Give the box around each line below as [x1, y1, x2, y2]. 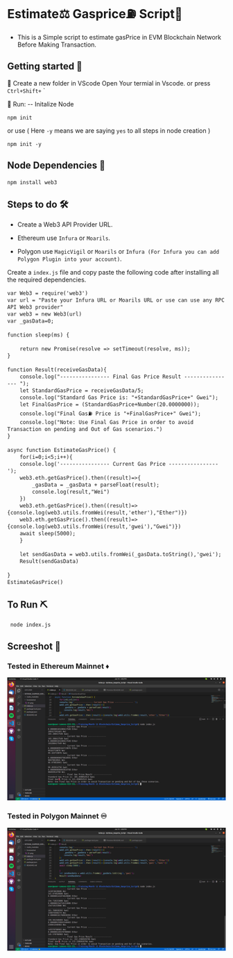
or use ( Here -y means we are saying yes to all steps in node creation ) [7, 126, 211, 135]
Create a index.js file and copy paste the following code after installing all [7, 268, 220, 277]
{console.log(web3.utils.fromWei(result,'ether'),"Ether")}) [7, 510, 188, 517]
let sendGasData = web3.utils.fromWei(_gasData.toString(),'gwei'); [19, 551, 222, 558]
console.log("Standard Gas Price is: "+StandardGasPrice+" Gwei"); [19, 394, 218, 401]
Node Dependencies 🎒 [7, 160, 105, 172]
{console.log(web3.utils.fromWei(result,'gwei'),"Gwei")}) [7, 523, 182, 530]
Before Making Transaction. [17, 40, 97, 49]
